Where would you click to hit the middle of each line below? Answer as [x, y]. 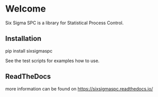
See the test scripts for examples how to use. [52, 61]
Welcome [26, 9]
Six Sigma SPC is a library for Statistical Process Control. [65, 23]
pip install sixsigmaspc [29, 51]
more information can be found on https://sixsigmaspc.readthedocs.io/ [79, 88]
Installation [23, 39]
